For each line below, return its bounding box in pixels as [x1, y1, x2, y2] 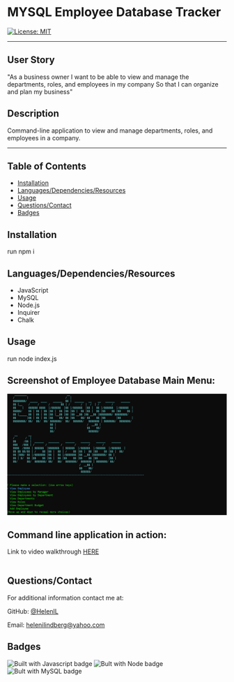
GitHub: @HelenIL [7, 607, 59, 615]
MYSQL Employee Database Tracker [7, 4, 221, 20]
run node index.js [7, 354, 57, 363]
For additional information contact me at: [7, 593, 124, 602]
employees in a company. [7, 133, 81, 142]
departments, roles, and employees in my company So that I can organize [7, 80, 219, 88]
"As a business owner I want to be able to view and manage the [7, 73, 189, 81]
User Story [7, 54, 55, 66]
